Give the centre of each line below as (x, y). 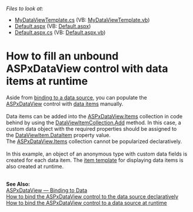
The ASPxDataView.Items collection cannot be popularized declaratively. (94, 141)
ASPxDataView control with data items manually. (65, 104)
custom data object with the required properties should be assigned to (91, 128)
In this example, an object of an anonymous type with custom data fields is (97, 154)
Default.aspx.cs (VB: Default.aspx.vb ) (60, 32)
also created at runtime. (35, 166)
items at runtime (47, 81)
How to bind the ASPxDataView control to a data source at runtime (87, 203)
